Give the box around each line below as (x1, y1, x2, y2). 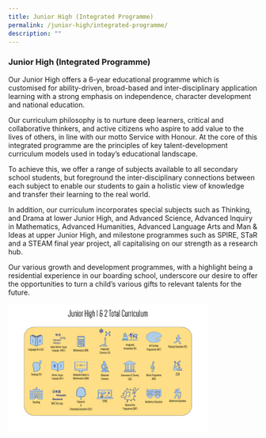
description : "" (8, 29, 62, 37)
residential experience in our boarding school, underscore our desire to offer (8, 270, 258, 280)
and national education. (8, 100, 85, 109)
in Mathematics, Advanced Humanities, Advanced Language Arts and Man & (8, 222, 258, 231)
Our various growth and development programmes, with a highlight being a (8, 262, 253, 272)
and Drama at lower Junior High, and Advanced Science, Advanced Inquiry (8, 213, 253, 223)
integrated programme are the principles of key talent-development (8, 140, 228, 150)
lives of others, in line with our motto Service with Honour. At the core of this (8, 131, 258, 142)
